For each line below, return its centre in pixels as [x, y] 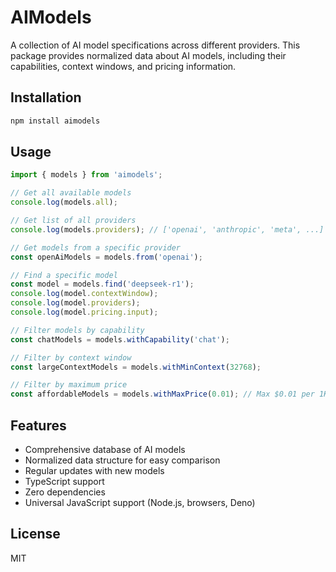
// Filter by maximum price [69, 385]
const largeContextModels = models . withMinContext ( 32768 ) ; [136, 367]
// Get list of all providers [73, 221]
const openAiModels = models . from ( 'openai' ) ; [106, 257]
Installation [46, 97]
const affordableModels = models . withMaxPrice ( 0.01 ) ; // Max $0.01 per [162, 394]
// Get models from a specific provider [96, 247]
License [35, 534]
